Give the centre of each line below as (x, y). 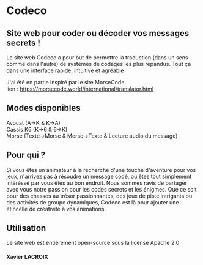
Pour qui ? (26, 155)
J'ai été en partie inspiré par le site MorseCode (65, 82)
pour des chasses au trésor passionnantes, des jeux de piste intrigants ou (99, 196)
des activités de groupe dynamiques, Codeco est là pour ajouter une (93, 202)
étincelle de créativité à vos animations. (56, 209)
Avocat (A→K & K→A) (34, 122)
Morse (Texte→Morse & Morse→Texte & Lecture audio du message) (92, 136)
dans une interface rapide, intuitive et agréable (65, 70)
